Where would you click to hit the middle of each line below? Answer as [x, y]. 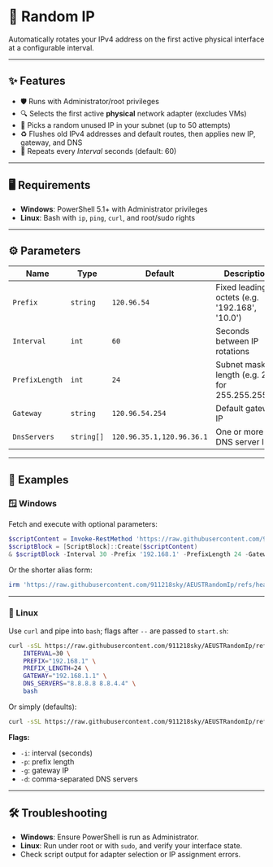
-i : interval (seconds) [56, 753]
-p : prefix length [47, 761]
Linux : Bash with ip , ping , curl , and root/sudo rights [108, 217]
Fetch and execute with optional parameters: [83, 524]
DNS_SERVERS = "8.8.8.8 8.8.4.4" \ [80, 684]
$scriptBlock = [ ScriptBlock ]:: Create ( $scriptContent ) [103, 546]
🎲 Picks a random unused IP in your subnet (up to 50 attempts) [125, 125]
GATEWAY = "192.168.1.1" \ [65, 676]
